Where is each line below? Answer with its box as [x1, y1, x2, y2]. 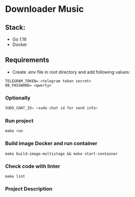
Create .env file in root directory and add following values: [12, 69, 131, 75]
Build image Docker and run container [5, 140, 98, 147]
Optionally [5, 94, 31, 101]
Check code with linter [5, 162, 61, 169]
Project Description [5, 185, 53, 192]
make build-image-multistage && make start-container [5, 151, 118, 156]
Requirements [5, 56, 49, 64]
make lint [5, 174, 26, 179]
